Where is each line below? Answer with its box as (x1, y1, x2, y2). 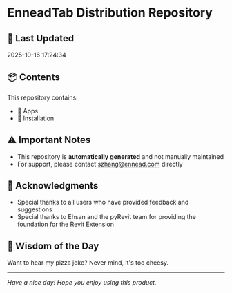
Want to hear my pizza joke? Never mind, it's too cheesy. (7, 258, 169, 267)
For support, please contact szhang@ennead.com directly (17, 160, 183, 168)
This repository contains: (7, 93, 78, 102)
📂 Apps (17, 106, 39, 115)
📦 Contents (7, 71, 60, 84)
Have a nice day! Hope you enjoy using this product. (7, 278, 157, 287)
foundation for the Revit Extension (17, 220, 114, 229)
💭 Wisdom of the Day (7, 240, 99, 252)
